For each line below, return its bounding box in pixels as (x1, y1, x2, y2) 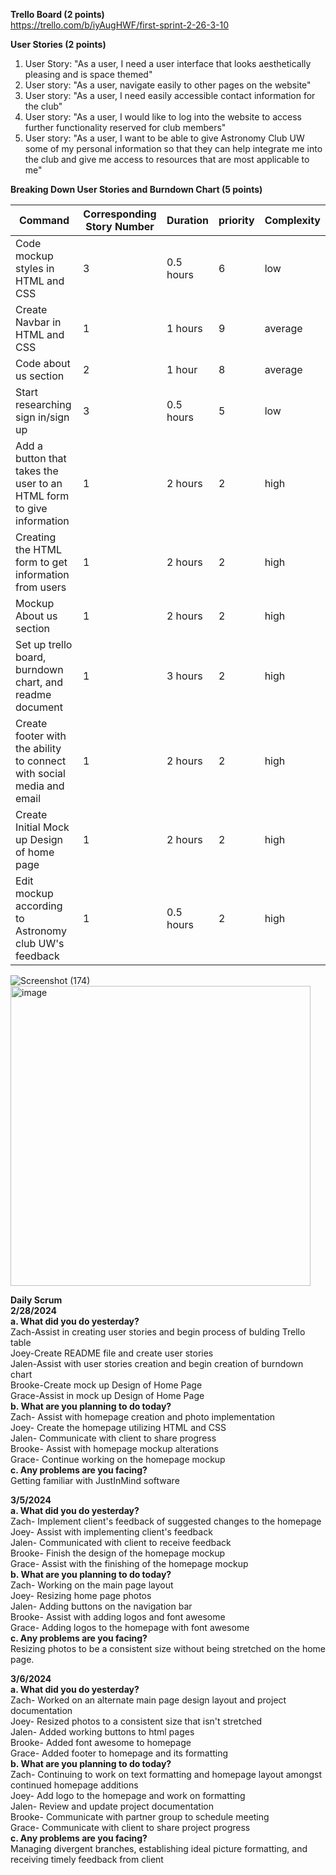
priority (218, 214, 255, 227)
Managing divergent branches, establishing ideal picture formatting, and (10, 1843, 308, 1854)
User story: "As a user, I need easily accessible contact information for (24, 90, 316, 101)
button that (15, 452, 67, 465)
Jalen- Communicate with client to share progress (10, 1432, 217, 1444)
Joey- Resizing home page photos (10, 1590, 152, 1601)
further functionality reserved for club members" (24, 122, 227, 133)
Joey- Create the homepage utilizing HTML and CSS (10, 1422, 227, 1433)
